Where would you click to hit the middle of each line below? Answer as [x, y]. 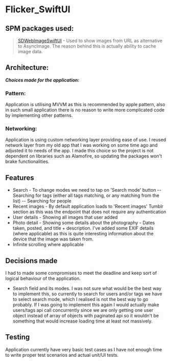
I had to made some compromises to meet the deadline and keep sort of [81, 273]
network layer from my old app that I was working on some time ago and [81, 145]
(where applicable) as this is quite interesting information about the [83, 234]
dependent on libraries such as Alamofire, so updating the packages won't [84, 156]
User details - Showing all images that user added [65, 217]
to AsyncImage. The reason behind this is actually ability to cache [87, 46]
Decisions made [31, 261]
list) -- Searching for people [42, 201]
